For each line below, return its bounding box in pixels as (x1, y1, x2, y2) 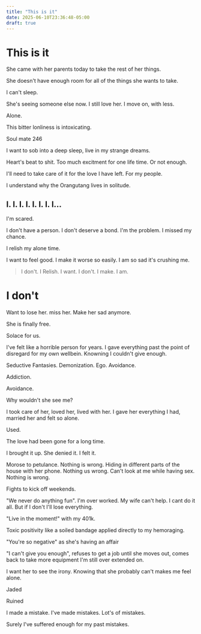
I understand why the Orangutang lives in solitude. (6, 182, 131, 189)
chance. (6, 233, 26, 241)
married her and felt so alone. (6, 414, 80, 422)
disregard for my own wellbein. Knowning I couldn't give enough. (6, 350, 167, 357)
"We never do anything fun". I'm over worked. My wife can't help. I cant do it (6, 497, 196, 504)
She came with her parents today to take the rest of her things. (6, 65, 161, 73)
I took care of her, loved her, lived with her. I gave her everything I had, (6, 408, 181, 416)
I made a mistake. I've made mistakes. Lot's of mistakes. (6, 609, 146, 617)
